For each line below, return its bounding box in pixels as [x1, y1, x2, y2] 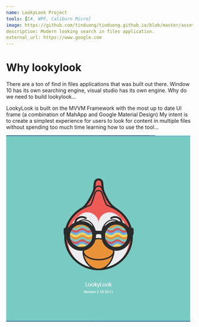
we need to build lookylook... [6, 93, 77, 100]
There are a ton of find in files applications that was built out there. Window [6, 81, 190, 88]
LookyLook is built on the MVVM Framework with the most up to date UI [6, 104, 182, 112]
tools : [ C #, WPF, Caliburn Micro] [6, 15, 92, 22]
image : [6, 22, 23, 28]
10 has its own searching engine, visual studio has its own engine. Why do [6, 87, 187, 94]
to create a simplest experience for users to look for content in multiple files [6, 118, 191, 125]
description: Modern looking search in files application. [6, 28, 155, 34]
